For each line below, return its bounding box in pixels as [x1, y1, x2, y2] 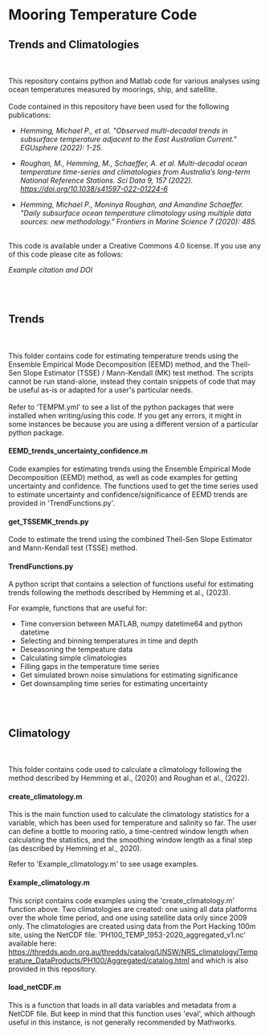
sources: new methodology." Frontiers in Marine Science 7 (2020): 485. [19, 217, 257, 226]
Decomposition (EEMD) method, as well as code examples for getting [8, 473, 238, 483]
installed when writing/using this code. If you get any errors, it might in [8, 410, 243, 420]
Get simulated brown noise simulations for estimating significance [19, 670, 238, 680]
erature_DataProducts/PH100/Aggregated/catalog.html [8, 955, 190, 965]
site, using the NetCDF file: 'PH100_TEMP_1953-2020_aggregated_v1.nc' [8, 930, 247, 939]
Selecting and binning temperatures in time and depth [19, 636, 198, 646]
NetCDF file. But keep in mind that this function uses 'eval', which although [8, 1008, 255, 1018]
